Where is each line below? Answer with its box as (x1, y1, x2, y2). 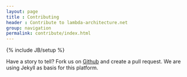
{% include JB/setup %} (6, 46, 65, 53)
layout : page (6, 8, 38, 15)
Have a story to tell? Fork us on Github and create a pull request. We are (6, 58, 181, 65)
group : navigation (6, 25, 51, 31)
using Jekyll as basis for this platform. (6, 64, 99, 71)
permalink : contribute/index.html (6, 31, 91, 36)
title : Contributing (6, 14, 60, 20)
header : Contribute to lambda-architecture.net (6, 19, 128, 25)
